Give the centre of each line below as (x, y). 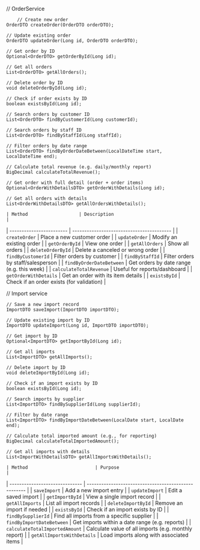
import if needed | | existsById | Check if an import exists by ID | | (88, 509)
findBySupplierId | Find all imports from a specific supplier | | (82, 516)
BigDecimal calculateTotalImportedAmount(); (63, 441)
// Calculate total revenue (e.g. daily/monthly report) (79, 167)
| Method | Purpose (63, 468)
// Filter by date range (37, 415)
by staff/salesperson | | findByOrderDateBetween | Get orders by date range (98, 263)
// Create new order (43, 20)
